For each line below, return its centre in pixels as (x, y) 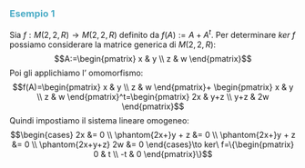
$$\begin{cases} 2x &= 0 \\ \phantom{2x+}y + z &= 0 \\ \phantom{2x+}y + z (153, 134)
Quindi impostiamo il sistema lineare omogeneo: (99, 120)
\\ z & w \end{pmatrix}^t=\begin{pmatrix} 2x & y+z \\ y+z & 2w (153, 96)
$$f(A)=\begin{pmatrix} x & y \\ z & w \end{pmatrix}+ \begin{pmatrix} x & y (153, 87)
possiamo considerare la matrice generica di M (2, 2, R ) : (113, 44)
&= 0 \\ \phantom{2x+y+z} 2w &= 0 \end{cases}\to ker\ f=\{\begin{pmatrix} (153, 144)
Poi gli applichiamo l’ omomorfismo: (76, 73)
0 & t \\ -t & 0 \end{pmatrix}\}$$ (153, 153)
